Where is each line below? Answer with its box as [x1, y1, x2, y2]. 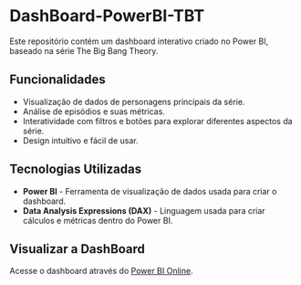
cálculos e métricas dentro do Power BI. [22, 215, 173, 226]
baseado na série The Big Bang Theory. [9, 45, 159, 56]
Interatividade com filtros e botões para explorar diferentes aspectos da [22, 115, 294, 126]
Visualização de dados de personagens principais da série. [22, 96, 245, 107]
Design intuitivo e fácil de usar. [22, 134, 139, 146]
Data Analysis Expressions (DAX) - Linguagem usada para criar [22, 205, 266, 216]
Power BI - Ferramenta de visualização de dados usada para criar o [22, 185, 277, 196]
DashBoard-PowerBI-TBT [9, 5, 205, 26]
